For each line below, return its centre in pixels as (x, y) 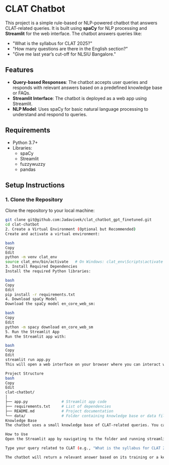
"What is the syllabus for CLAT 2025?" (52, 43)
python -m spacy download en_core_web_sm (49, 327)
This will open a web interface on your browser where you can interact (83, 364)
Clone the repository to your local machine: (50, 211)
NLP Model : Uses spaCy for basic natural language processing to (80, 109)
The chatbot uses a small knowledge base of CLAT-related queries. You (82, 425)
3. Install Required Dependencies (41, 267)
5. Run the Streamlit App (32, 332)
